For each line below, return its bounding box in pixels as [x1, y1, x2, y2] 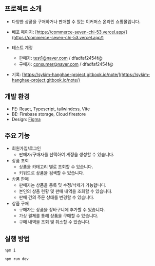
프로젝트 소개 [4, 4, 42, 13]
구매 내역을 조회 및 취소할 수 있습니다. [19, 219, 91, 225]
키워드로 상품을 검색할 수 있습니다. [19, 170, 84, 176]
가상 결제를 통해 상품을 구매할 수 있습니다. [19, 213, 98, 219]
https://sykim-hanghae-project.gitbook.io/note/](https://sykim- [23, 72, 150, 77]
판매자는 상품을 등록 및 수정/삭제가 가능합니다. [19, 182, 107, 188]
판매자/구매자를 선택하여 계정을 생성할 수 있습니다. [19, 151, 115, 158]
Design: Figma [11, 116, 41, 122]
